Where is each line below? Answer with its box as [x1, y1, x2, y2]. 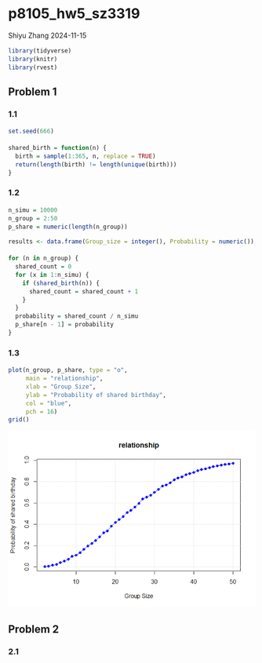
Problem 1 [8, 85, 57, 98]
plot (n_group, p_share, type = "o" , [8, 366, 128, 374]
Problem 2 [8, 622, 60, 636]
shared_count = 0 [15, 263, 72, 271]
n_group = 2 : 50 [8, 214, 58, 222]
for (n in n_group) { [8, 254, 79, 263]
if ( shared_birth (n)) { [22, 279, 100, 287]
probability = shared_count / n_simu [15, 312, 139, 320]
